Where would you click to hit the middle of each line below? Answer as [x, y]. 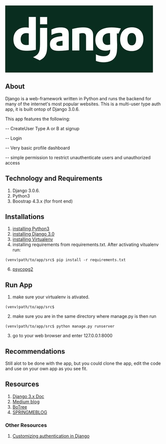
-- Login [14, 138]
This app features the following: [38, 119]
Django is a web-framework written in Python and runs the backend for [78, 98]
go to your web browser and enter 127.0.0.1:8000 [63, 336]
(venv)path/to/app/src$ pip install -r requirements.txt [66, 260]
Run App [19, 285]
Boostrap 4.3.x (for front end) [43, 201]
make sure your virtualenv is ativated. [51, 297]
